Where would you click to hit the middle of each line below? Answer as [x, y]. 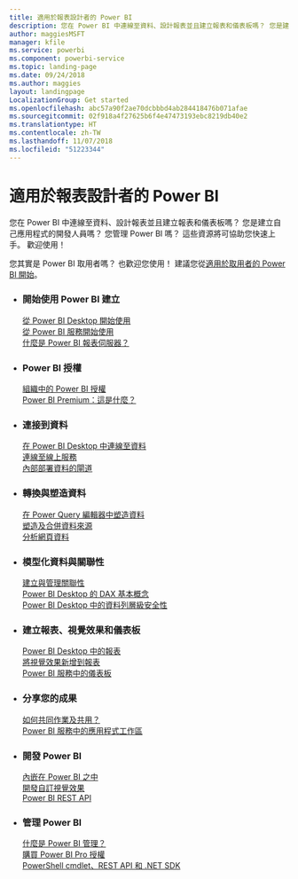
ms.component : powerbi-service [67, 59]
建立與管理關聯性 [53, 583]
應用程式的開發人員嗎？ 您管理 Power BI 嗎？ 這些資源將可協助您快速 [142, 233]
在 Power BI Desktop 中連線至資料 [84, 446]
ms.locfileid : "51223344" [57, 149]
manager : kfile [37, 42]
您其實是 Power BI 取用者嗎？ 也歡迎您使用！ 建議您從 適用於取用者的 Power [147, 263]
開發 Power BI [52, 756]
